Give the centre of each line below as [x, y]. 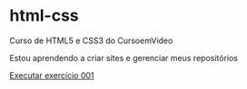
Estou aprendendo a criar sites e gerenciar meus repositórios [124, 58]
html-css [44, 16]
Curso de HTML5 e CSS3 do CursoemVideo [91, 40]
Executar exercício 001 [52, 75]
